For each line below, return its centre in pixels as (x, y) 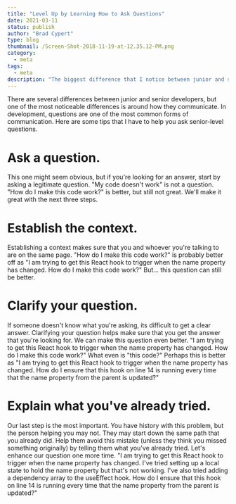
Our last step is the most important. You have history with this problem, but (116, 426)
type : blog (23, 40)
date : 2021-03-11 (33, 20)
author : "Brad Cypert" (40, 33)
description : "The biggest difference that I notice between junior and (116, 79)
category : (22, 53)
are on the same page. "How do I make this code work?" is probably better (115, 255)
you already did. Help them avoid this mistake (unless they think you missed (117, 441)
